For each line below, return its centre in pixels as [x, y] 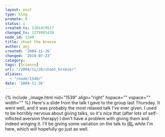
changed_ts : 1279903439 [30, 33]
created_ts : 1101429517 [30, 28]
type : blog [16, 14]
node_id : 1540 [20, 38]
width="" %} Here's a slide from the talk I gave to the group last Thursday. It [82, 102]
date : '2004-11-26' [25, 83]
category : [15, 60]
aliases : [14, 74]
